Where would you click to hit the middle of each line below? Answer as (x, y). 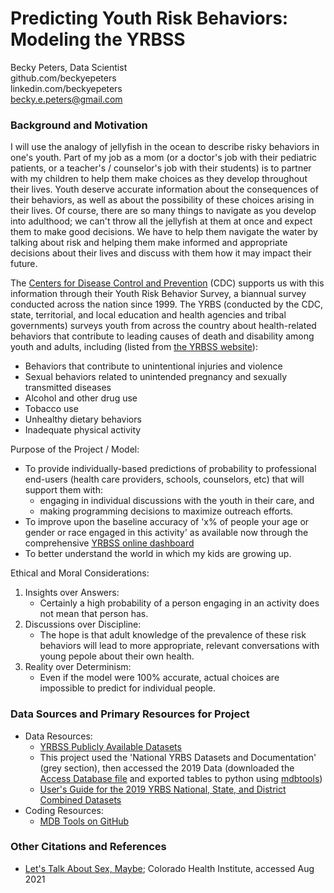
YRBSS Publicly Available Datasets (110, 746)
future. (24, 264)
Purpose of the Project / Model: (75, 449)
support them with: (63, 490)
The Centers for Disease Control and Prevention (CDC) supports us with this (167, 283)
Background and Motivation (79, 125)
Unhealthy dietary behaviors (83, 419)
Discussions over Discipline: (83, 624)
